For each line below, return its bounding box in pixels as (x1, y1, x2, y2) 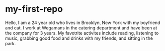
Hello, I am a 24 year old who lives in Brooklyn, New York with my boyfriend (5, 20, 161, 25)
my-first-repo (5, 3, 63, 15)
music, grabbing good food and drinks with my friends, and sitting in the (5, 35, 153, 41)
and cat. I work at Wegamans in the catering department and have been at (5, 25, 158, 30)
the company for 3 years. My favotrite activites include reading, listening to (5, 30, 159, 36)
